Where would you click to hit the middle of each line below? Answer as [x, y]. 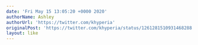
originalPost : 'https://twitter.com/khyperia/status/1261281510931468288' [100, 28]
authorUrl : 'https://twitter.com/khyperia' [61, 22]
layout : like [22, 33]
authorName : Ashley [30, 17]
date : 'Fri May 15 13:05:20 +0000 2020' [57, 11]
